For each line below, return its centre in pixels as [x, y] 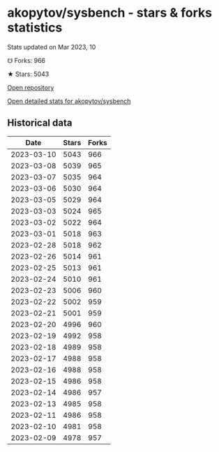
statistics [35, 28]
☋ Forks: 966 [27, 60]
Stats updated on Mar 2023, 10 [52, 47]
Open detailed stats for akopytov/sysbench [69, 101]
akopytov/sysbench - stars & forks [110, 13]
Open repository [31, 87]
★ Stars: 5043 [28, 74]
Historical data [40, 123]
